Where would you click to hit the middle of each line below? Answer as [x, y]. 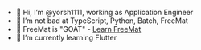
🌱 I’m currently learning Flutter [66, 37]
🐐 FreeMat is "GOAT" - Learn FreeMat [78, 29]
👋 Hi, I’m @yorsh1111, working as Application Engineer [105, 12]
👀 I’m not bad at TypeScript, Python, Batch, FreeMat [102, 21]
